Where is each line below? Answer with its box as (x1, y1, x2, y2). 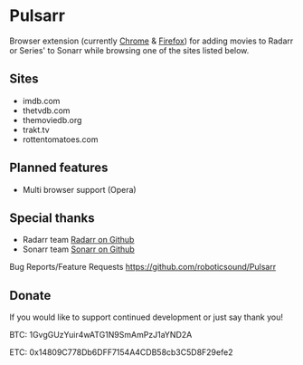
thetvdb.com (22, 105, 71, 116)
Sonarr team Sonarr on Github (22, 244, 136, 255)
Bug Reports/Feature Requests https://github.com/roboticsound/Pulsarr (9, 262, 277, 273)
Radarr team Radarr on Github (22, 235, 135, 245)
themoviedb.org (22, 114, 82, 125)
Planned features (9, 160, 109, 176)
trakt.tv (22, 124, 50, 135)
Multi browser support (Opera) (22, 184, 137, 195)
